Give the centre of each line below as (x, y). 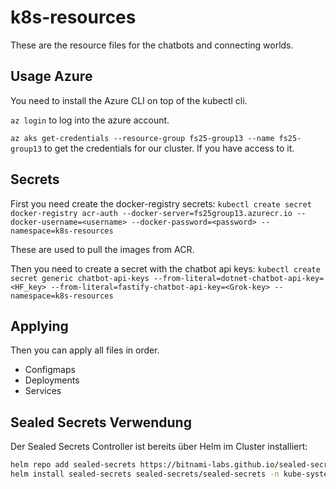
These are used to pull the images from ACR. (102, 249)
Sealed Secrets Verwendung (101, 422)
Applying (39, 326)
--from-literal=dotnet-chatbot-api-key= (239, 278)
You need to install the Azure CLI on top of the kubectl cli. (129, 100)
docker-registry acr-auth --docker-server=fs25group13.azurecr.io (151, 213)
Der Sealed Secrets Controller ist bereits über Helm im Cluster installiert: (159, 447)
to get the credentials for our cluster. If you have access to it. (169, 148)
